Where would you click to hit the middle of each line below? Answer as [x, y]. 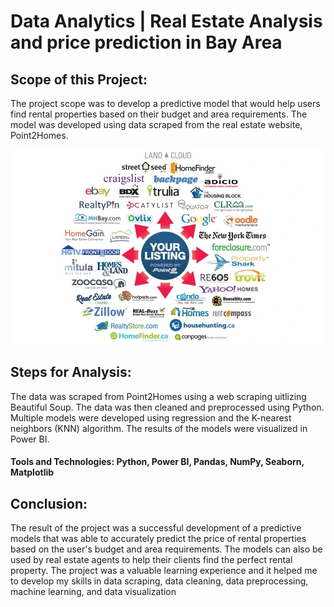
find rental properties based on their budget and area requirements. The [159, 114]
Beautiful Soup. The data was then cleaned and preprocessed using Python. [167, 407]
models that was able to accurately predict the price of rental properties [158, 539]
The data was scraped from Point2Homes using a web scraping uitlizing [158, 396]
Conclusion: [49, 503]
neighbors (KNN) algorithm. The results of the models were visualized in [159, 428]
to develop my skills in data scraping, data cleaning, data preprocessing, [159, 581]
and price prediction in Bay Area [146, 42]
